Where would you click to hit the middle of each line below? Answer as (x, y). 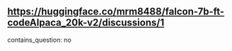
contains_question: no (40, 40)
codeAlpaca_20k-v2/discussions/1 (86, 23)
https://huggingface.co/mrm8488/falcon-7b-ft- (116, 12)
